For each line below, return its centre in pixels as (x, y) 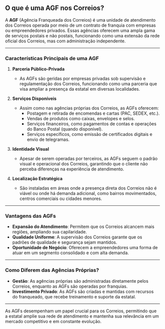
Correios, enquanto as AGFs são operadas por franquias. (70, 286)
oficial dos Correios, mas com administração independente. (66, 41)
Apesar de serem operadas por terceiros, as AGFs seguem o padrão (89, 159)
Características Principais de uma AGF (52, 58)
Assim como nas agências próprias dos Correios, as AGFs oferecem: (89, 108)
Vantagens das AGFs (31, 216)
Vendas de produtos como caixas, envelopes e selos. (81, 119)
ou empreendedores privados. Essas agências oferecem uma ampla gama (80, 30)
